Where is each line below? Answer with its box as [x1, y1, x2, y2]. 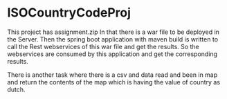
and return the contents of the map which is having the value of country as [7, 78, 220, 86]
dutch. [7, 85, 26, 93]
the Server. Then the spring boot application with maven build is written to [7, 35, 219, 43]
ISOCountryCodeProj [7, 5, 131, 21]
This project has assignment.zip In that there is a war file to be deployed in [7, 28, 220, 36]
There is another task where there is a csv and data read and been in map [7, 71, 218, 79]
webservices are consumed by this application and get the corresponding [7, 50, 218, 58]
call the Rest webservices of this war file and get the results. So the [7, 42, 199, 51]
